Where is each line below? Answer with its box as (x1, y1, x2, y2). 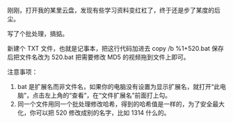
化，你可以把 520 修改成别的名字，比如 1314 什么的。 (17, 108, 170, 117)
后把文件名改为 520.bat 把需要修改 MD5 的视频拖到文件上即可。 (7, 53, 190, 61)
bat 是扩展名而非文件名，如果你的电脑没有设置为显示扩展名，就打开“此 (17, 83, 220, 90)
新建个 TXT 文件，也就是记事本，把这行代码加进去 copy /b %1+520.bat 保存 (7, 44, 225, 52)
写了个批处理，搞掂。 (7, 30, 68, 38)
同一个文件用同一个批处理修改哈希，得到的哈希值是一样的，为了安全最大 (17, 100, 225, 108)
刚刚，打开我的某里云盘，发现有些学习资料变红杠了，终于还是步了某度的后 (7, 6, 220, 14)
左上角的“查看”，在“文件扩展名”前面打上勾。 (44, 91, 172, 99)
